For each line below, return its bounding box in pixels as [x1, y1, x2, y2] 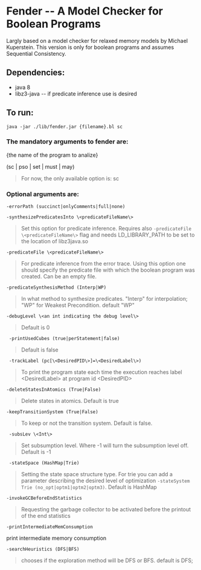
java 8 [14, 84, 31, 91]
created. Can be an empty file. [21, 273, 97, 280]
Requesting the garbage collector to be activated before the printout [21, 506, 191, 513]
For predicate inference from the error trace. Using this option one [21, 260, 186, 267]
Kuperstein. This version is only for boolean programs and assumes [6, 44, 174, 51]
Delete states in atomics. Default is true [21, 398, 119, 405]
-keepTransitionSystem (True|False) [6, 409, 98, 415]
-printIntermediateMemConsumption [6, 524, 94, 530]
